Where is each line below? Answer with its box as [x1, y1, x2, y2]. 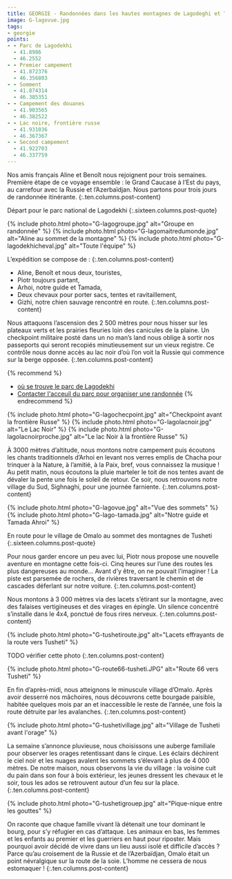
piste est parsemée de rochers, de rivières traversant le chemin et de [7, 574, 204, 582]
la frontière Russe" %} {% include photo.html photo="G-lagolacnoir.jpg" [7, 417, 212, 426]
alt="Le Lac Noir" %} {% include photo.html [7, 425, 132, 433]
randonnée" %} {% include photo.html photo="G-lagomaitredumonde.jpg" [7, 226, 219, 235]
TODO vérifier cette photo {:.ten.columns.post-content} [7, 651, 165, 660]
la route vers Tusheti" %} [7, 637, 79, 646]
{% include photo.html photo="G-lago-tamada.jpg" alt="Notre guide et [7, 510, 209, 519]
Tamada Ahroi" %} [7, 518, 60, 526]
